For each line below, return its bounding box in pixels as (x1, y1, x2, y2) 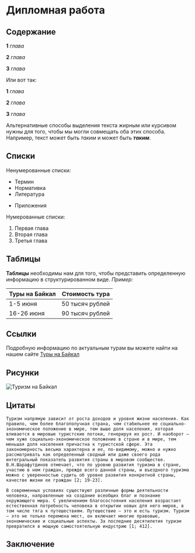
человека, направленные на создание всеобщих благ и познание (6, 493, 161, 499)
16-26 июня (9, 309, 45, 317)
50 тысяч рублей (61, 299, 110, 308)
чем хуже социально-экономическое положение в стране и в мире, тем (6, 436, 176, 442)
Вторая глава (14, 231, 48, 238)
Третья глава (14, 237, 48, 244)
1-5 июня (9, 299, 37, 308)
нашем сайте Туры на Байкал (6, 351, 80, 358)
